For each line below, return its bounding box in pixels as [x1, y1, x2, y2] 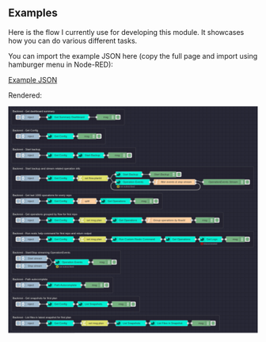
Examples [8, 6, 58, 20]
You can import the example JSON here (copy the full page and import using [8, 51, 258, 60]
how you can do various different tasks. [8, 36, 138, 45]
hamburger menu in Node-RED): [8, 60, 113, 69]
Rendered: [8, 90, 42, 100]
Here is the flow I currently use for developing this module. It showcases [8, 27, 245, 37]
